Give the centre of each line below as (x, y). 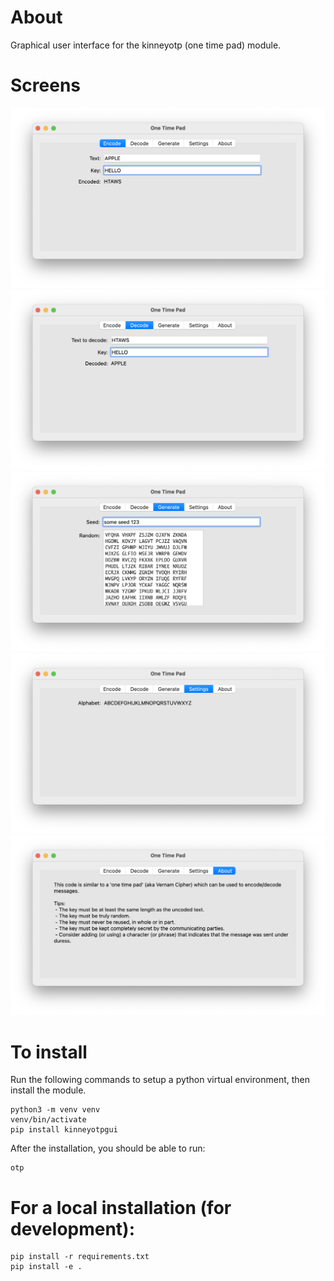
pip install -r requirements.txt (80, 1257)
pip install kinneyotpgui (64, 1130)
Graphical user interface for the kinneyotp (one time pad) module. (146, 45)
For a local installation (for (121, 1207)
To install (49, 1052)
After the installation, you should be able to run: (108, 1148)
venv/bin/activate (48, 1120)
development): (73, 1228)
